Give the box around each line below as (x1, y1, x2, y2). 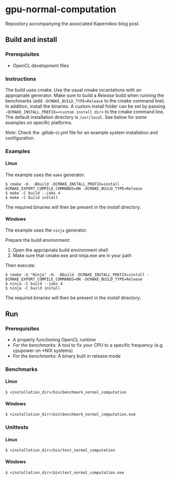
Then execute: (5, 262, 36, 268)
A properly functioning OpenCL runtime (12, 337, 96, 343)
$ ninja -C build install (5, 286, 60, 291)
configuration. (5, 135, 35, 141)
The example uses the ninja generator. (5, 227, 88, 234)
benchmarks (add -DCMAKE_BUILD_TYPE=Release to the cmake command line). (5, 97, 166, 103)
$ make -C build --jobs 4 (5, 191, 60, 196)
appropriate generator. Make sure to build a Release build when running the (5, 92, 164, 98)
